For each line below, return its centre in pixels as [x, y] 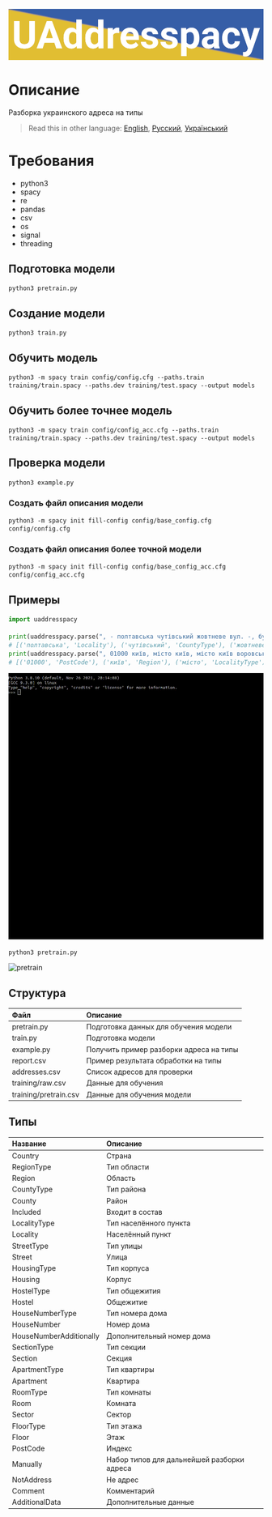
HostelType [31, 1291]
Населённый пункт [139, 1234]
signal [30, 235]
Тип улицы [125, 1246]
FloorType [29, 1425]
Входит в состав [134, 1212]
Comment [28, 1490]
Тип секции [126, 1347]
